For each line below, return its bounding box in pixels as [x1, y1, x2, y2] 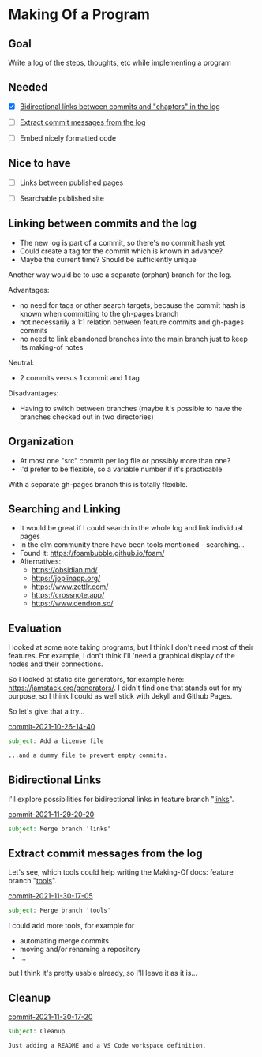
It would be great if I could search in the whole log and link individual [19, 523, 243, 533]
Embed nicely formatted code [19, 133, 117, 143]
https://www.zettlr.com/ [31, 582, 109, 591]
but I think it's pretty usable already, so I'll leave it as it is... [8, 969, 197, 978]
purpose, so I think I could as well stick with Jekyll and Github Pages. [8, 692, 233, 701]
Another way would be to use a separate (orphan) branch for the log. [8, 270, 232, 279]
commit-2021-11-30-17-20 [8, 1012, 93, 1021]
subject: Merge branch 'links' [8, 825, 111, 833]
